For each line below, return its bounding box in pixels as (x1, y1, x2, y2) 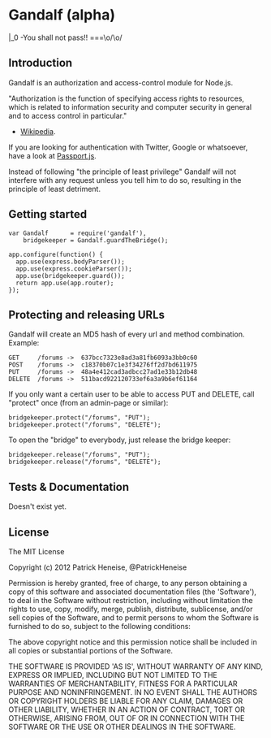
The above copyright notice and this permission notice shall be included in (8, 637, 257, 647)
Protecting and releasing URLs (8, 307, 165, 322)
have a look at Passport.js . (8, 150, 97, 160)
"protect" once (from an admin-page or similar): (8, 398, 169, 408)
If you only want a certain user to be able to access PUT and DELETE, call (8, 389, 255, 399)
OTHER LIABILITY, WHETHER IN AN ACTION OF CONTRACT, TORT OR (8, 705, 245, 714)
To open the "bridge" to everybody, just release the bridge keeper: (8, 435, 231, 445)
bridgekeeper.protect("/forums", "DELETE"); (8, 421, 161, 429)
